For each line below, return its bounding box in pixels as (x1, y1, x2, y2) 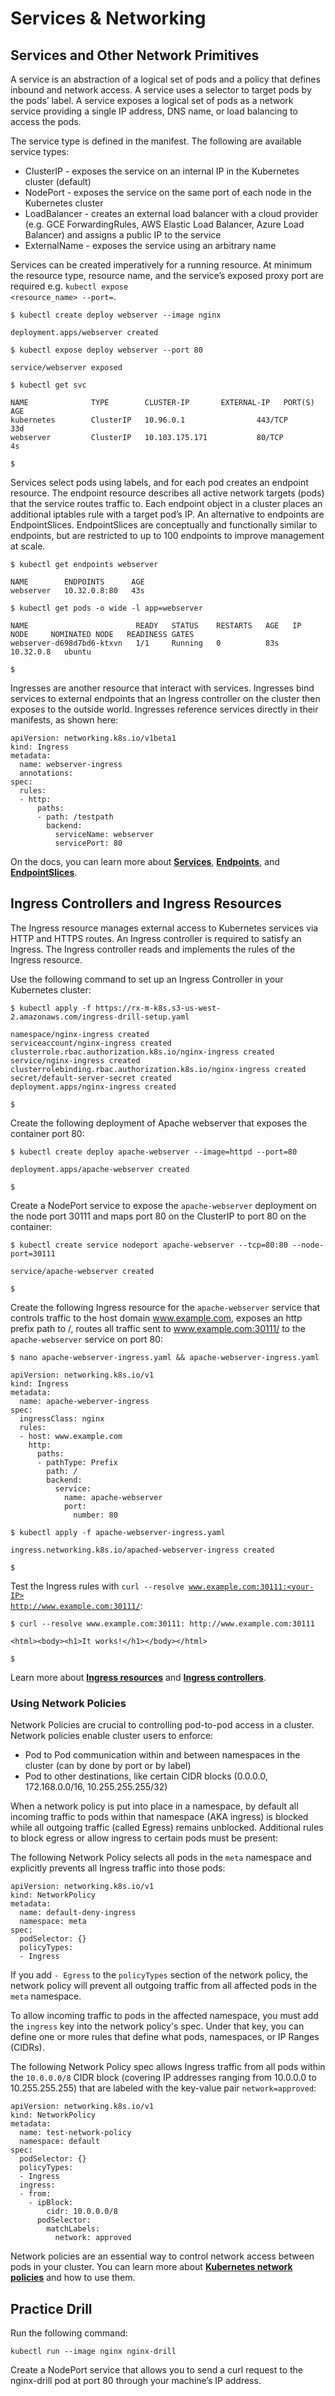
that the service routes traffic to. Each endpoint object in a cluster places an (10, 498, 323, 509)
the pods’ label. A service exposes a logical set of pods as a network (10, 95, 294, 106)
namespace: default (19, 2137, 101, 2147)
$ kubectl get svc (10, 380, 87, 390)
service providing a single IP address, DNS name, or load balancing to (10, 105, 298, 117)
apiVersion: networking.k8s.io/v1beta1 (10, 733, 177, 743)
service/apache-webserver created (10, 1266, 155, 1276)
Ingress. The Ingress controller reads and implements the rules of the (10, 943, 296, 955)
